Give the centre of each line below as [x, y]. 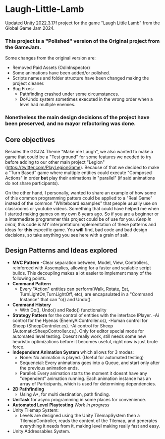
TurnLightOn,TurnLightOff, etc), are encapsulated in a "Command [86, 294]
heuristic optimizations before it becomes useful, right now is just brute [85, 341]
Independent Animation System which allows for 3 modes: [73, 352]
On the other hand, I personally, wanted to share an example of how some [81, 192]
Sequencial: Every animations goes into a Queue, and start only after [90, 363]
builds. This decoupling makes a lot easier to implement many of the [82, 273]
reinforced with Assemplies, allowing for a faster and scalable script [82, 268]
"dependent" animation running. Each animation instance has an [85, 378]
